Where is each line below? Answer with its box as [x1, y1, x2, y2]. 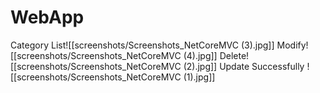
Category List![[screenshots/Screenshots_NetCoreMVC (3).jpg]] [10, 39, 275, 51]
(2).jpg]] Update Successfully [183, 60, 305, 72]
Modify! [276, 39, 309, 51]
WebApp [10, 6, 85, 29]
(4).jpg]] [183, 49, 218, 61]
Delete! [219, 49, 250, 61]
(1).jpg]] [183, 71, 216, 83]
